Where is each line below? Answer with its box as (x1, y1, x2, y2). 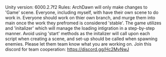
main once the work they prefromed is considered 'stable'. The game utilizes (5, 20, 162, 26)
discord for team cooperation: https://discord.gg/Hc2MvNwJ (5, 47, 129, 52)
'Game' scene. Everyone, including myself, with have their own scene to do (5, 9, 159, 15)
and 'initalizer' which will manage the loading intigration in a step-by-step (5, 25, 155, 31)
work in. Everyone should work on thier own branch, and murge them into (5, 15, 156, 20)
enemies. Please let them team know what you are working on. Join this (5, 41, 152, 47)
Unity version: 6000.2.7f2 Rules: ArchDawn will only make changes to (5, 4, 148, 10)
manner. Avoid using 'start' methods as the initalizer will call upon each (5, 31, 150, 36)
